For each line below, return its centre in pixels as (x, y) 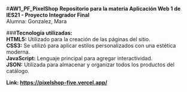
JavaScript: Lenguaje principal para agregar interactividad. (79, 58)
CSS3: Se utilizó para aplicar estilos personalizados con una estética (91, 45)
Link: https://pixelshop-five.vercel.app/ (57, 82)
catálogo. (18, 71)
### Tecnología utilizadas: (40, 33)
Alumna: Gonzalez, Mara (37, 21)
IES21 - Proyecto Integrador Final (48, 15)
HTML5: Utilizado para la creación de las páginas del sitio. (79, 39)
